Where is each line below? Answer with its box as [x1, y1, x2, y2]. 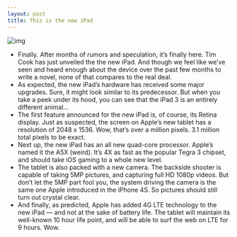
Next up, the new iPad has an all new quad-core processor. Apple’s [17, 140, 214, 149]
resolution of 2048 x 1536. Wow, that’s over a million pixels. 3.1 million [17, 125, 220, 134]
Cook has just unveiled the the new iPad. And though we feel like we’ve [17, 57, 226, 66]
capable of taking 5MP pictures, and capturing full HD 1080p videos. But [17, 170, 229, 179]
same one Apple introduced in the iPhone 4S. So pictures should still [17, 185, 218, 194]
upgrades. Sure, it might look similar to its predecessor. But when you [17, 88, 221, 96]
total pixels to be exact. [17, 132, 86, 141]
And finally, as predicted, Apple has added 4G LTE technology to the [17, 200, 217, 209]
